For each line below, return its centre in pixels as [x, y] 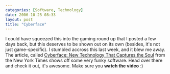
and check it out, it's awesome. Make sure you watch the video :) [74, 66]
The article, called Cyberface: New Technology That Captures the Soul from [85, 55]
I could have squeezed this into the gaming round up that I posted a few [81, 39]
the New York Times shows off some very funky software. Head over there [84, 60]
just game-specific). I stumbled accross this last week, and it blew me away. [86, 50]
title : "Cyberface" [26, 24]
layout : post [19, 19]
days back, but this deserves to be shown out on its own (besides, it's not [83, 44]
